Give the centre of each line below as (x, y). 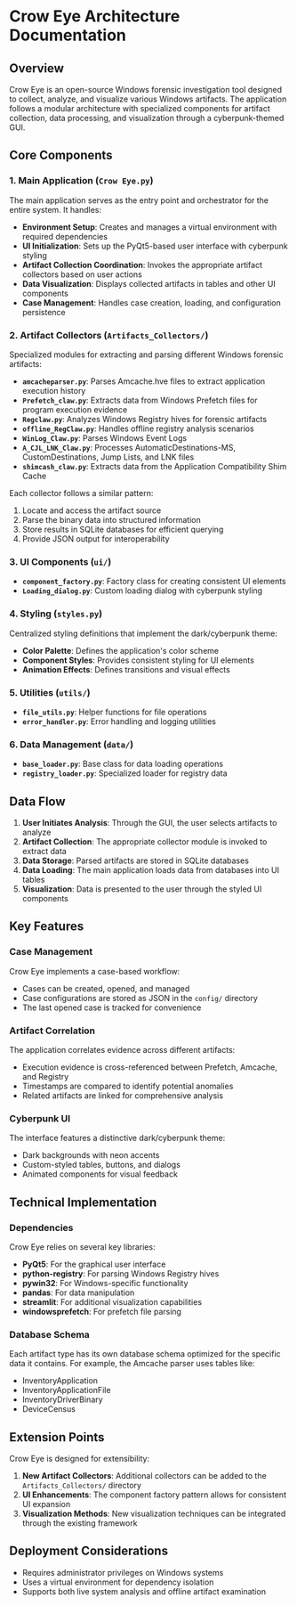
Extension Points (57, 1437)
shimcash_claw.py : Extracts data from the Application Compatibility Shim (154, 466)
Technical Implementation (83, 1202)
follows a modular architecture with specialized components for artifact (140, 108)
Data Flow (37, 801)
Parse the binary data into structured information (112, 519)
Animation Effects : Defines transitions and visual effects (126, 669)
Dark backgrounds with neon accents (91, 1155)
